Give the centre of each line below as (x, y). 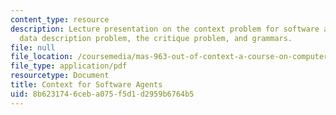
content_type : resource (60, 19)
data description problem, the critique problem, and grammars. (156, 38)
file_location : (42, 57)
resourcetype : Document (60, 76)
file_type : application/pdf (69, 66)
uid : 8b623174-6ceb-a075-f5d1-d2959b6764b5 (102, 94)
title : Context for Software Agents (86, 85)
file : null (33, 47)
